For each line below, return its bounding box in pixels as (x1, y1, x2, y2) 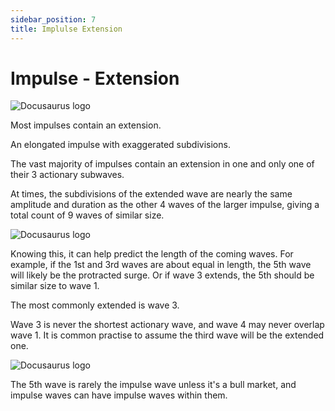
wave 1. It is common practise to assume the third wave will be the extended (10, 329, 325, 341)
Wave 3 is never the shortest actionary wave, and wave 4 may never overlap (10, 319, 325, 331)
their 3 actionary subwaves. (10, 169, 125, 181)
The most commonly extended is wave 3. (10, 299, 180, 311)
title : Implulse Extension (10, 24, 123, 34)
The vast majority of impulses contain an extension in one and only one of (10, 158, 315, 170)
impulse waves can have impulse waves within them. (10, 389, 228, 401)
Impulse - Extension (10, 67, 180, 90)
